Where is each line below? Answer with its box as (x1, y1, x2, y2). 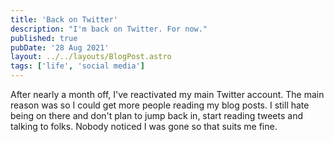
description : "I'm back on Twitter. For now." (10, 24, 208, 34)
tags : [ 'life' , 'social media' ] (10, 61, 145, 71)
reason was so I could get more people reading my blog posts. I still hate (10, 99, 310, 111)
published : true (10, 33, 78, 43)
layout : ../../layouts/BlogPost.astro (10, 52, 172, 62)
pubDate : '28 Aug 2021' (10, 42, 110, 53)
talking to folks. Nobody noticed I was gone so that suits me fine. (10, 121, 278, 132)
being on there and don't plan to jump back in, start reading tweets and (10, 110, 304, 121)
